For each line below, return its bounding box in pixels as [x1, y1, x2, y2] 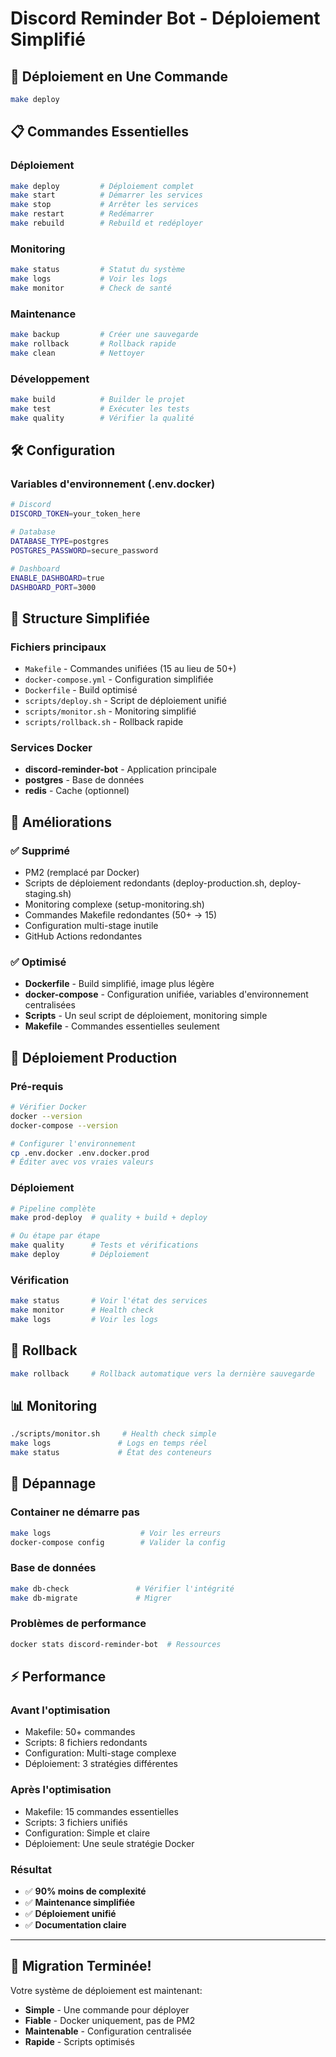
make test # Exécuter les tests [10, 403, 190, 414]
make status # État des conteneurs [10, 1448, 213, 1458]
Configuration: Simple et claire [24, 1827, 151, 1839]
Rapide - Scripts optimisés [24, 2035, 135, 2047]
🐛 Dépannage [10, 1475, 97, 1492]
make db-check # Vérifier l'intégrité [10, 1583, 235, 1594]
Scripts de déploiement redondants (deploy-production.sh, [24, 877, 268, 889]
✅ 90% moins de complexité [24, 1885, 147, 1897]
